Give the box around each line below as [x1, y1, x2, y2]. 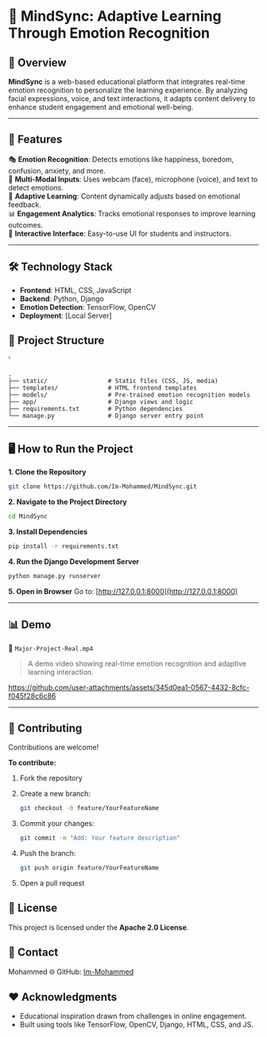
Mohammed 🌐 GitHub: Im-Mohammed [8, 967, 134, 976]
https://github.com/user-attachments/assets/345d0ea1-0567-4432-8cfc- [8, 683, 250, 692]
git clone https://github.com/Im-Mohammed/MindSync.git [8, 483, 197, 491]
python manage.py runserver [8, 572, 102, 580]
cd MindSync [8, 513, 48, 521]
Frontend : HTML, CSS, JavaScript [19, 285, 132, 295]
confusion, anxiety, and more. [8, 166, 106, 175]
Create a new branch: [19, 789, 91, 799]
